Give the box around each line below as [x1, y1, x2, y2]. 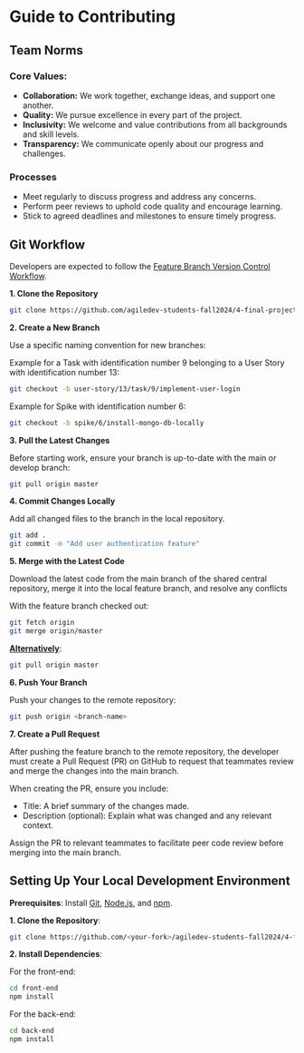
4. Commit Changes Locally [9, 496, 116, 507]
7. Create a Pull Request [9, 728, 100, 739]
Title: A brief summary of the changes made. [22, 800, 190, 811]
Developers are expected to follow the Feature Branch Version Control [9, 260, 271, 271]
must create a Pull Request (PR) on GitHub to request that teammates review [9, 756, 294, 766]
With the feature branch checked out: [9, 600, 149, 611]
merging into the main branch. [9, 846, 122, 858]
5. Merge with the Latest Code [9, 556, 125, 567]
